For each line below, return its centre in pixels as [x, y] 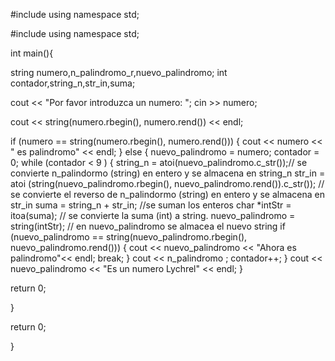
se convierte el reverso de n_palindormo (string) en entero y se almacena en [167, 194]
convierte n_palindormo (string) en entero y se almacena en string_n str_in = [168, 173]
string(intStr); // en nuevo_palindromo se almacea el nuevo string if [148, 226]
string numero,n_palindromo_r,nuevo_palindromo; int [119, 72]
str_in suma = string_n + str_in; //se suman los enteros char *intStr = [151, 205]
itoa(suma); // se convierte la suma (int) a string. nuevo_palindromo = [153, 215]
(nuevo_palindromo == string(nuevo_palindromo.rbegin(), [129, 237]
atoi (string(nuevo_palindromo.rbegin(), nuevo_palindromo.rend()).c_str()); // [167, 183]
